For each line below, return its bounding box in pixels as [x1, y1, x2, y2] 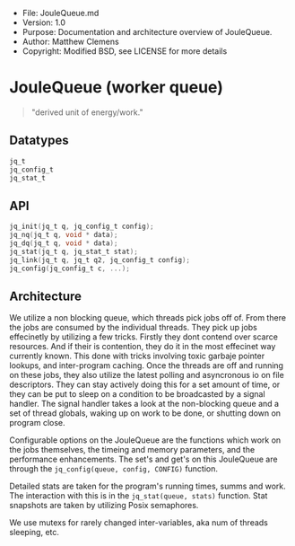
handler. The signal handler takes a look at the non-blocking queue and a [9, 399, 280, 409]
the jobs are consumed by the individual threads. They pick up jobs [9, 322, 258, 333]
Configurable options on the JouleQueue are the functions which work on [9, 435, 282, 445]
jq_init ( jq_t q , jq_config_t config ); [9, 222, 154, 232]
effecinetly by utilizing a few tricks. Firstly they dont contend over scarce [9, 331, 278, 342]
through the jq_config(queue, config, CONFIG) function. [9, 463, 218, 474]
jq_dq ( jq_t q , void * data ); [9, 238, 118, 248]
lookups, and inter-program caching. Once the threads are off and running [9, 360, 284, 371]
